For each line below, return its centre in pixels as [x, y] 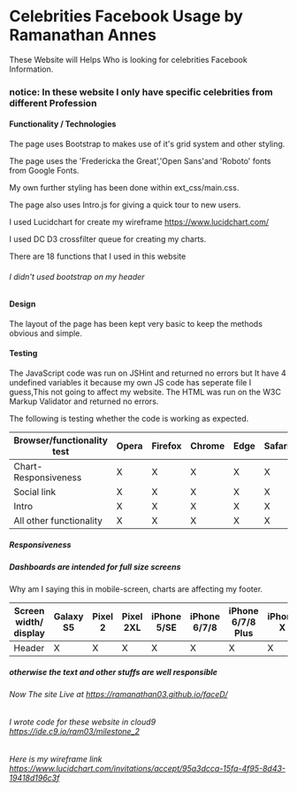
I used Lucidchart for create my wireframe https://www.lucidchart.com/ [139, 222]
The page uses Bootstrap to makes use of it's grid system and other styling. [147, 144]
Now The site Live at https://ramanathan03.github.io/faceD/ [118, 695]
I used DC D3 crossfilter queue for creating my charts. [108, 239]
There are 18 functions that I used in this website [98, 256]
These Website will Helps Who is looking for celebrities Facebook [128, 59]
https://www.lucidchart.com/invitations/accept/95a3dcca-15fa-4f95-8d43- [147, 768]
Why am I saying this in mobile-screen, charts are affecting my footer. [136, 589]
